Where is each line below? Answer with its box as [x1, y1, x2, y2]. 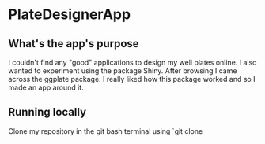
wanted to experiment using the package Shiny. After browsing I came [8, 66, 237, 76]
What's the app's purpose [8, 37, 140, 50]
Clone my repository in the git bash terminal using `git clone [8, 126, 203, 135]
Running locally [8, 105, 87, 119]
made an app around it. [8, 83, 85, 92]
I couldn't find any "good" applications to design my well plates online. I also [8, 57, 257, 67]
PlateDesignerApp [8, 6, 131, 24]
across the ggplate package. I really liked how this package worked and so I [8, 75, 256, 83]
